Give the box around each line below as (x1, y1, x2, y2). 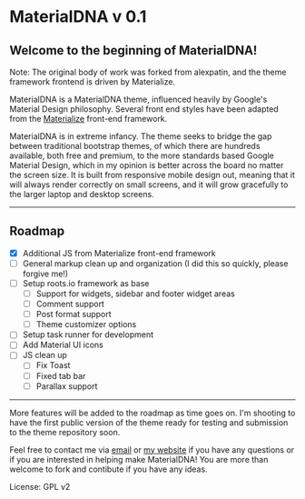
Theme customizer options (35, 319, 137, 330)
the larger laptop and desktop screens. (9, 189, 154, 199)
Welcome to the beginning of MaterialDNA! (9, 43, 258, 58)
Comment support (35, 298, 104, 310)
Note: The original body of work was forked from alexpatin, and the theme (9, 66, 287, 77)
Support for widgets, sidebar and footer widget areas (35, 288, 236, 299)
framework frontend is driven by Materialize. (9, 76, 175, 87)
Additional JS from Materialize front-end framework (22, 247, 216, 258)
